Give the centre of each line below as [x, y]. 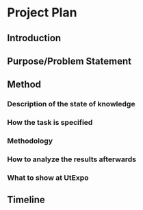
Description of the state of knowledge [71, 104]
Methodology [30, 141]
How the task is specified [50, 123]
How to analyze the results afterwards [72, 159]
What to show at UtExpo [48, 178]
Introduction [34, 38]
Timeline [26, 200]
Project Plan [42, 13]
